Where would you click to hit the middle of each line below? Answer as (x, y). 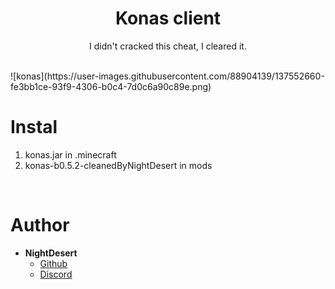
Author (40, 225)
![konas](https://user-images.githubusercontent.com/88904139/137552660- (167, 76)
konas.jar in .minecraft (70, 154)
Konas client (168, 18)
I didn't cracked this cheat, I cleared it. (168, 46)
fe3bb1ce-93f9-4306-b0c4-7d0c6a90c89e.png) (111, 86)
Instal (34, 127)
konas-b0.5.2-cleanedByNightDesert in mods (118, 165)
